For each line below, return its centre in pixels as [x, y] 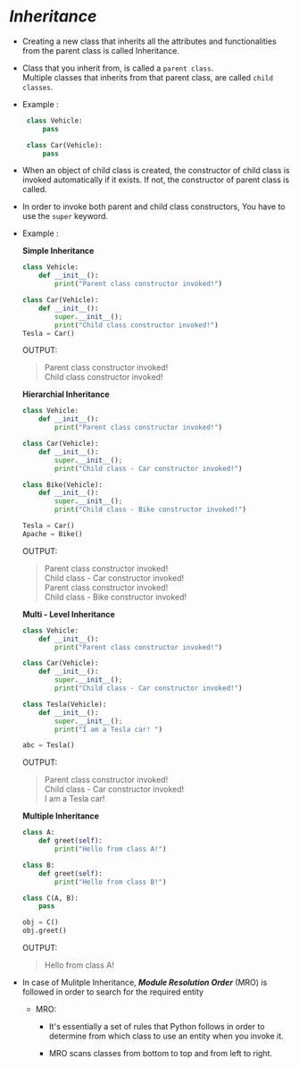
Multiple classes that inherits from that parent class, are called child [148, 77]
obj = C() [41, 922]
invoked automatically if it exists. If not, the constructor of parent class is [156, 180]
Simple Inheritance [58, 251]
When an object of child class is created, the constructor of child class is [156, 171]
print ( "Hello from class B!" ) [111, 882]
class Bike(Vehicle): [62, 484]
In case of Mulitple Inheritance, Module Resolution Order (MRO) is [145, 983]
